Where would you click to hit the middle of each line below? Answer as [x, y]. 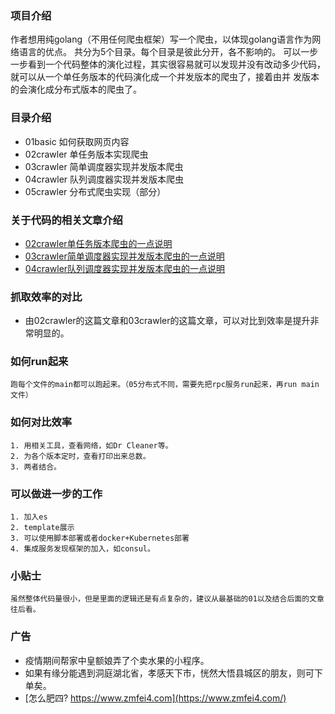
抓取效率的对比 [46, 297]
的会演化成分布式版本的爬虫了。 [76, 89]
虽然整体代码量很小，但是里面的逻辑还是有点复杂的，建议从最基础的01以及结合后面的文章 [167, 599]
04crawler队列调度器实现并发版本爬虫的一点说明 [125, 268]
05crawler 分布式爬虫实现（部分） [95, 191]
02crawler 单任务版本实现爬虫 [86, 154]
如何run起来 [39, 362]
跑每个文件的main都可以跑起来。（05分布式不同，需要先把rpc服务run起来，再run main [165, 385]
